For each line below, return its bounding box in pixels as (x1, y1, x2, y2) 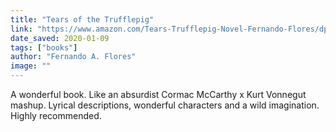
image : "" (10, 61, 52, 71)
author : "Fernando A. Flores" (10, 52, 137, 62)
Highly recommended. (10, 110, 102, 121)
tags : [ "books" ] (10, 42, 78, 53)
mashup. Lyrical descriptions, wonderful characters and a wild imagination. (10, 99, 320, 111)
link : (10, 24, 33, 34)
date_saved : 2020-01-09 (10, 33, 110, 43)
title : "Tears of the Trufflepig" (10, 14, 155, 25)
